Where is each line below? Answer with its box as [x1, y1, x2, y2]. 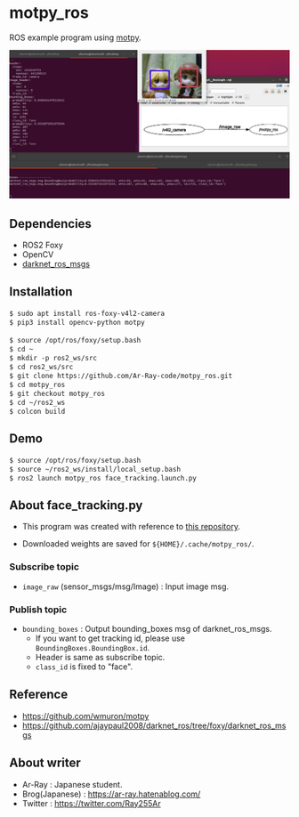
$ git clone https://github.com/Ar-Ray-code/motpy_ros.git [9, 371, 233, 380]
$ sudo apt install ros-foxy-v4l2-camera [9, 309, 166, 318]
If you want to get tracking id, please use [35, 633, 185, 643]
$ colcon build [9, 407, 66, 416]
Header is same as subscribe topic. [35, 652, 166, 663]
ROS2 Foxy [21, 239, 64, 250]
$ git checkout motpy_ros [9, 389, 105, 398]
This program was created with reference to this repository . [21, 522, 240, 532]
